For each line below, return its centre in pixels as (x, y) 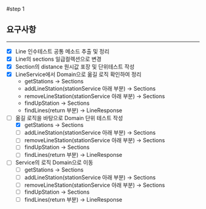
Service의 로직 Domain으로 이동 (54, 162)
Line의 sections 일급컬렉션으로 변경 (58, 59)
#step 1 (16, 9)
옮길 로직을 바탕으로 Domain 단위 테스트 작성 (69, 118)
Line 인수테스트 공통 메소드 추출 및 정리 (62, 51)
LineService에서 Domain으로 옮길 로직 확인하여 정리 (78, 74)
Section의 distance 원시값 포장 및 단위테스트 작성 (75, 66)
